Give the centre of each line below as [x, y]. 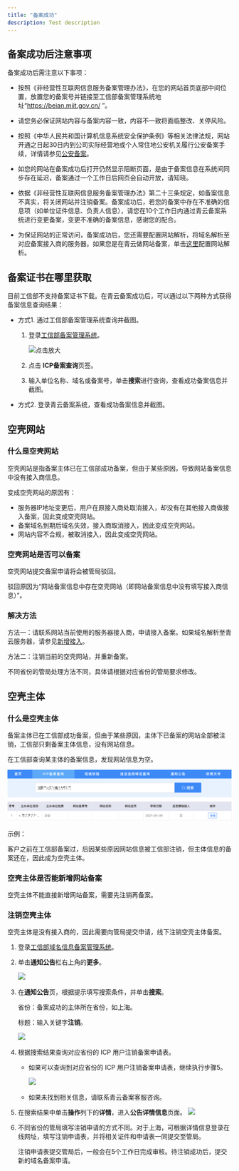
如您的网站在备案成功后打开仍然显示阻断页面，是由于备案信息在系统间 [121, 169]
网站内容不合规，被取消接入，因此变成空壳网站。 [89, 534]
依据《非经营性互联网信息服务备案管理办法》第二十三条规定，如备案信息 [123, 193]
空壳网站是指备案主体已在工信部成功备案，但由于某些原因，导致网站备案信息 [119, 468]
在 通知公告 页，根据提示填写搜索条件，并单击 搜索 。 [92, 992]
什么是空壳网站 [33, 451]
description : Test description [54, 22]
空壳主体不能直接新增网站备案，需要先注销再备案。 [82, 895]
